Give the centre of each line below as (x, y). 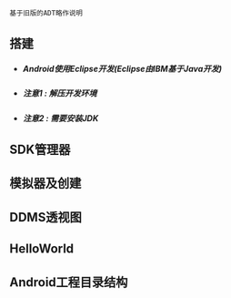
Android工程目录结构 (69, 282)
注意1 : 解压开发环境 (60, 93)
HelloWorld (42, 249)
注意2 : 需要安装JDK (60, 118)
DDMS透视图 (45, 217)
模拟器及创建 (45, 184)
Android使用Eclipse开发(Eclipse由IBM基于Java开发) (122, 68)
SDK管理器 (40, 149)
